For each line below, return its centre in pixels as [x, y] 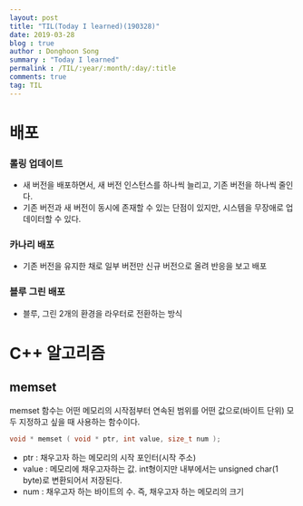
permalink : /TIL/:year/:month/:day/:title [93, 69]
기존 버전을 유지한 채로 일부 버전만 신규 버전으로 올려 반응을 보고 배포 [145, 266]
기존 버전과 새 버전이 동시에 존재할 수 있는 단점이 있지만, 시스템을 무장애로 [153, 208]
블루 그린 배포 [38, 292]
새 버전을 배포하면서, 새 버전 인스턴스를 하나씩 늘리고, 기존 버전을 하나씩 [149, 185]
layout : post [34, 18]
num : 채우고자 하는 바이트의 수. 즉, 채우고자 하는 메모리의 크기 [133, 491]
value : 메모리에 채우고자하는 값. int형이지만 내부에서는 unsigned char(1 [150, 469]
